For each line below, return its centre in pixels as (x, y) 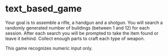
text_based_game (44, 9)
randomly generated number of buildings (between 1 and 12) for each (78, 27)
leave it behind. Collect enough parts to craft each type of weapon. (75, 38)
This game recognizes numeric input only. (49, 48)
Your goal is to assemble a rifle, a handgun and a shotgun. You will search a (84, 22)
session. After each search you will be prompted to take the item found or (82, 33)
